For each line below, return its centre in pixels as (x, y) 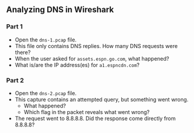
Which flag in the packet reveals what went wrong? (87, 112)
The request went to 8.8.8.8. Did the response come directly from (95, 118)
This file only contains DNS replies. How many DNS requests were (96, 46)
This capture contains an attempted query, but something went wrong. (101, 99)
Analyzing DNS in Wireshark (60, 10)
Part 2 (15, 80)
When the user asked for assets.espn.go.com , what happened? (92, 58)
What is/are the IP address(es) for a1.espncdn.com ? (77, 65)
